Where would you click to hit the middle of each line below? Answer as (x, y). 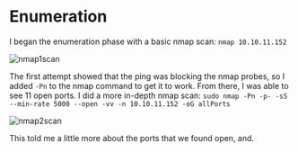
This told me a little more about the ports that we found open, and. (131, 138)
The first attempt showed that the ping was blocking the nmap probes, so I (147, 76)
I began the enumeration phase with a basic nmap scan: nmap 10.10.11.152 (148, 41)
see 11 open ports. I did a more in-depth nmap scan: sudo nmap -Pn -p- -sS (149, 95)
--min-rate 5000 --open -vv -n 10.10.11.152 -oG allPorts (120, 104)
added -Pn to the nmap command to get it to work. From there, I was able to (149, 85)
